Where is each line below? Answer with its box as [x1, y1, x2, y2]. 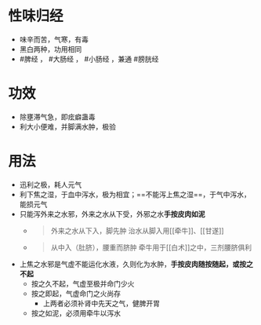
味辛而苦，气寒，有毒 [19, 35, 89, 44]
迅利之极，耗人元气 [19, 180, 82, 189]
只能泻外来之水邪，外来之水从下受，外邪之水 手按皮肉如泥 [19, 209, 205, 218]
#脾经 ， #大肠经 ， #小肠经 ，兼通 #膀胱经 [19, 54, 159, 64]
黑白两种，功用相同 [19, 44, 82, 53]
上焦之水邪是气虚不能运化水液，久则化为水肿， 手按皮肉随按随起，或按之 [19, 259, 253, 268]
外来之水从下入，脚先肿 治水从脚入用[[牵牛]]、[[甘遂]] [50, 225, 225, 236]
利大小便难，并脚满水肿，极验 [19, 122, 116, 131]
